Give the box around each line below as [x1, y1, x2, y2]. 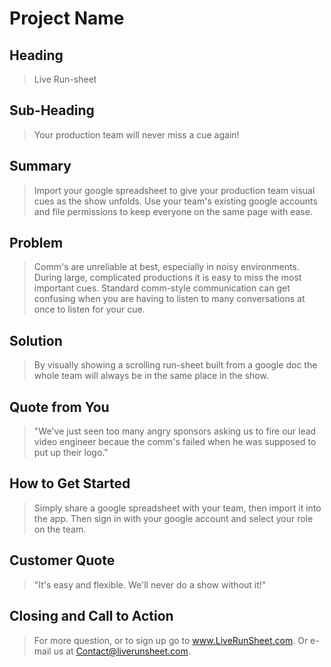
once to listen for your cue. [33, 303, 146, 316]
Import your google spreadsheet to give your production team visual [33, 184, 316, 196]
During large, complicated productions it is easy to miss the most [33, 272, 302, 284]
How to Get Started [9, 475, 131, 492]
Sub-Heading [9, 102, 95, 119]
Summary [9, 158, 72, 175]
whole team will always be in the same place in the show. [33, 370, 269, 382]
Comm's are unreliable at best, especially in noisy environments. [33, 261, 300, 273]
